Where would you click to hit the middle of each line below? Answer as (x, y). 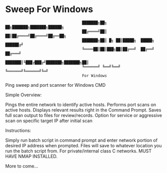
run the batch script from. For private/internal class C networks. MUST (78, 151)
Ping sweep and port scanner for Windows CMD (55, 85)
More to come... (22, 166)
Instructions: (18, 130)
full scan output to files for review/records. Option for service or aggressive (84, 115)
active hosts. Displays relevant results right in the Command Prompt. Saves (83, 110)
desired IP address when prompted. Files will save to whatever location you (84, 145)
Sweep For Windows (49, 9)
